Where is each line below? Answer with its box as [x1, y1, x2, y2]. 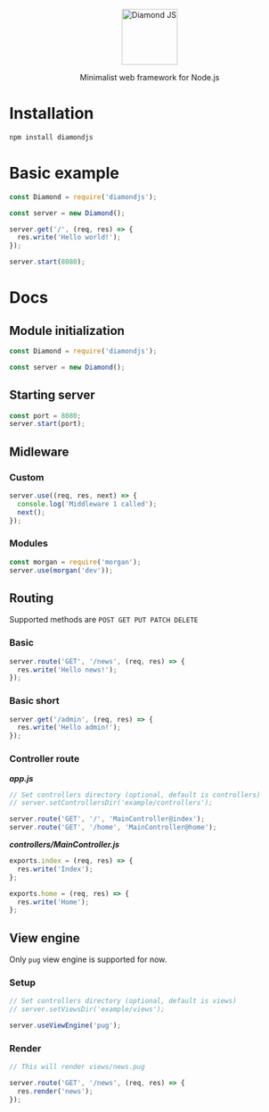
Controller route [9, 753, 80, 765]
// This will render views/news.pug [9, 1063, 145, 1072]
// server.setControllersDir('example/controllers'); [9, 798, 214, 807]
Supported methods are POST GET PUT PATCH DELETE [9, 615, 199, 625]
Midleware [9, 444, 69, 459]
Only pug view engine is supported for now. [9, 954, 167, 965]
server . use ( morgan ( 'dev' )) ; [9, 565, 114, 575]
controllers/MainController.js [9, 840, 120, 849]
